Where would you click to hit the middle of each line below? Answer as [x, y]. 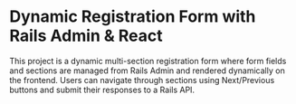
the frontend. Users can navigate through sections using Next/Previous [142, 80]
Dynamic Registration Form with [133, 17]
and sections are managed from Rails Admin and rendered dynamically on [147, 71]
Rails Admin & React [86, 36]
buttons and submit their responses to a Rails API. [102, 90]
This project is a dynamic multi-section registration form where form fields [148, 61]
